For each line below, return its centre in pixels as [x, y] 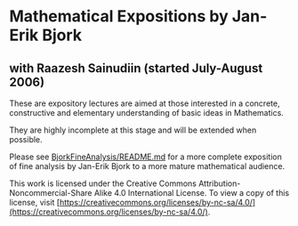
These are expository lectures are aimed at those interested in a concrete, [145, 103]
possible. [26, 139]
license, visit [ [35, 202]
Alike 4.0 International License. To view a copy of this [192, 193]
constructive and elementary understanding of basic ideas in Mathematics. [147, 113]
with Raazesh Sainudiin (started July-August [136, 68]
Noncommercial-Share [51, 193]
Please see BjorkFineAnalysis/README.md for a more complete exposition [145, 157]
